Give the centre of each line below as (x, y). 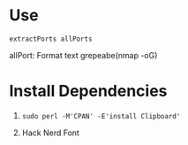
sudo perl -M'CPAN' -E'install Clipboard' (101, 116)
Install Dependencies (88, 92)
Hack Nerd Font (50, 133)
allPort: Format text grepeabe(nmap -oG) (83, 55)
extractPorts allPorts (51, 39)
